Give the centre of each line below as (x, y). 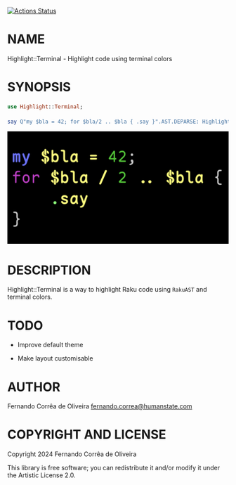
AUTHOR (34, 387)
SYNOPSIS (39, 87)
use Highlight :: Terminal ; (45, 106)
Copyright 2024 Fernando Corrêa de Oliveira (72, 454)
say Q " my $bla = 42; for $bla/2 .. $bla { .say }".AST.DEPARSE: (103, 122)
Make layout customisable (55, 358)
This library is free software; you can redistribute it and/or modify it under (114, 468)
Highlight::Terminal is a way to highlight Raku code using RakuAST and (107, 290)
